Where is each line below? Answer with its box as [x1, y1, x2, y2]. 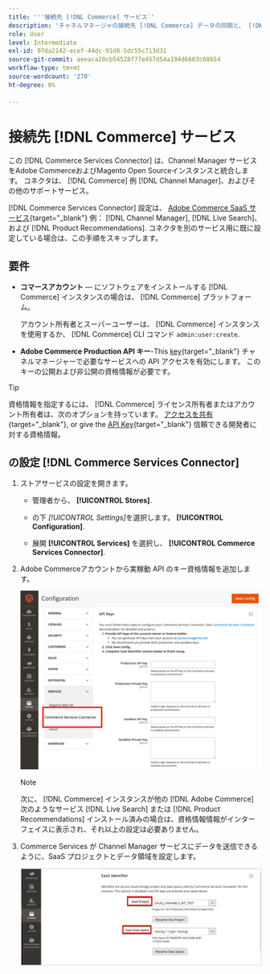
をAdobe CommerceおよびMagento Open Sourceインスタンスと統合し [8, 166, 243, 176]
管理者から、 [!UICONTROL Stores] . [31, 495, 153, 505]
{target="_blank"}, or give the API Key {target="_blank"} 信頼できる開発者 [8, 420, 251, 429]
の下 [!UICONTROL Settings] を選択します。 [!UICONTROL [31, 512, 223, 523]
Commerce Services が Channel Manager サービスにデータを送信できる [19, 841, 259, 851]
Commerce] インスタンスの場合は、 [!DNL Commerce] [19, 292, 201, 302]
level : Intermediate [8, 39, 78, 47]
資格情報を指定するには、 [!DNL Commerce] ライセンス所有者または [8, 400, 235, 409]
